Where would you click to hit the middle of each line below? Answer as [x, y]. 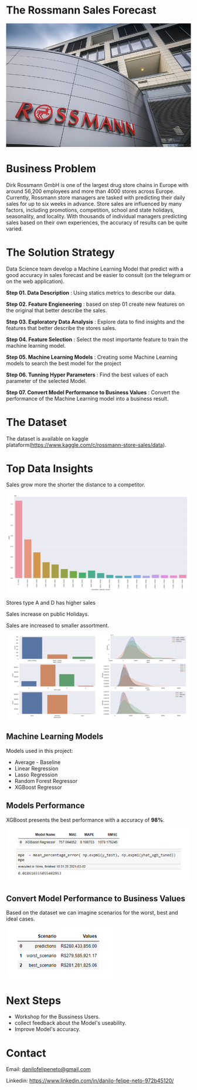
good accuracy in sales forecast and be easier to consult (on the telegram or [98, 275]
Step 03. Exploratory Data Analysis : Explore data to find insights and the [95, 322]
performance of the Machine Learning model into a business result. [87, 398]
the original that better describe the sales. [57, 310]
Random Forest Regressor [46, 781]
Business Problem [51, 169]
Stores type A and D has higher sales [51, 602]
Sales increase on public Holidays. [47, 614]
